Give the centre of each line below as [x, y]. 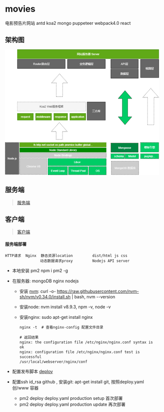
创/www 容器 [25, 388]
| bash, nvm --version [93, 296]
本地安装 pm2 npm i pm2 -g [40, 270]
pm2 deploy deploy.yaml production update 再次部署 [72, 404]
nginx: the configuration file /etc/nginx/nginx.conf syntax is [86, 342]
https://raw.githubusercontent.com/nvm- [98, 291]
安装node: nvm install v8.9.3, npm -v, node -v [65, 307]
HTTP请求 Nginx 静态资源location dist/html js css [66, 255]
